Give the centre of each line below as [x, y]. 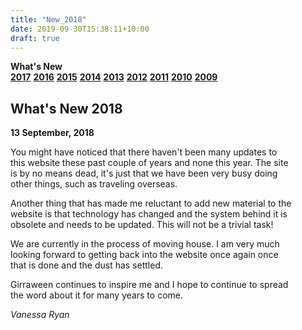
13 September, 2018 [52, 133]
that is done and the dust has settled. [86, 265]
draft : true [35, 38]
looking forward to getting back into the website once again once [144, 255]
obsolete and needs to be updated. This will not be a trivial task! [142, 225]
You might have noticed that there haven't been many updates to [144, 152]
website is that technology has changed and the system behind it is [149, 214]
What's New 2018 [66, 108]
